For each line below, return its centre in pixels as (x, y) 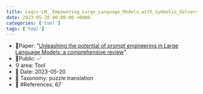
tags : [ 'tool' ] (25, 29)
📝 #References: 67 (38, 84)
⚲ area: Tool (30, 65)
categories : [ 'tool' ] (34, 23)
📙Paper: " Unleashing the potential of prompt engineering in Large (96, 46)
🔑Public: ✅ (28, 58)
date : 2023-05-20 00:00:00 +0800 (48, 17)
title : (14, 12)
